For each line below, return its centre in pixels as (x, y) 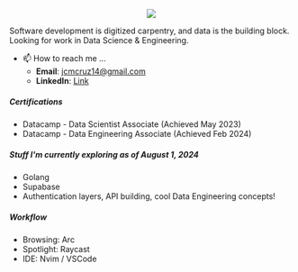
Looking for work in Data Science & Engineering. (99, 40)
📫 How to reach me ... (64, 58)
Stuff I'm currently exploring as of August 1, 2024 (104, 154)
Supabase (41, 186)
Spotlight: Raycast (56, 249)
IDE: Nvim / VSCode (59, 258)
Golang (36, 177)
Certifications (36, 101)
